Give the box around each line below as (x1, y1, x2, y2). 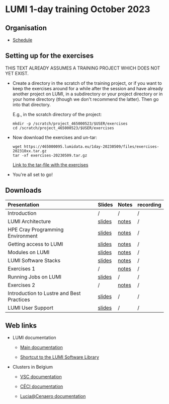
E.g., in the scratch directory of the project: (12, 111, 102, 117)
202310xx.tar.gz (12, 148, 47, 153)
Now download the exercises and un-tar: (12, 134, 97, 140)
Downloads (5, 186, 42, 195)
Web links (5, 321, 37, 330)
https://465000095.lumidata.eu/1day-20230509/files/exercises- (24, 144, 159, 149)
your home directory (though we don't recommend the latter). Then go (12, 96, 159, 102)
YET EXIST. (5, 70, 29, 76)
